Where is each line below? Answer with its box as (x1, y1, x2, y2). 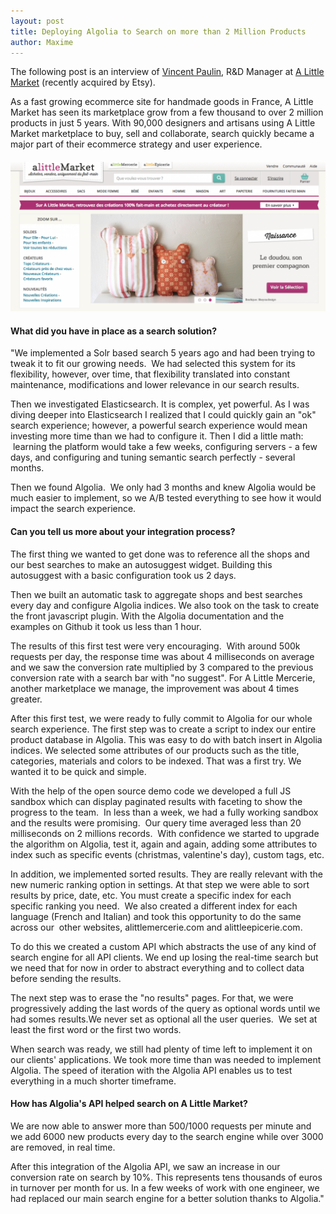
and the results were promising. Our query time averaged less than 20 (10, 816, 302, 829)
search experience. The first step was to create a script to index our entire (10, 723, 317, 735)
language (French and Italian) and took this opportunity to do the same (10, 910, 302, 922)
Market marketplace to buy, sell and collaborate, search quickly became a (10, 128, 315, 140)
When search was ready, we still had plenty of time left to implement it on (10, 1043, 313, 1055)
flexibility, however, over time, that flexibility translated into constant (10, 368, 291, 380)
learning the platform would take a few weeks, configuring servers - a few (12, 441, 318, 453)
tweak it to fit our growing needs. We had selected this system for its (10, 358, 296, 370)
